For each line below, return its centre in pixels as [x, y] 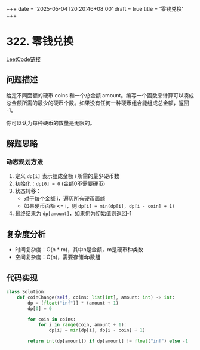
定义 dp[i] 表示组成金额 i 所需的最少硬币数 [67, 176]
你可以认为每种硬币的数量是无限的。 [51, 123]
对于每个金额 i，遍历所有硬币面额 [64, 198]
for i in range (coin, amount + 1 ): [82, 325]
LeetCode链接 [24, 59]
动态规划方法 [25, 162]
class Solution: [26, 292]
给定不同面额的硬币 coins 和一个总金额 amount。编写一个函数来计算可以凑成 [100, 95]
